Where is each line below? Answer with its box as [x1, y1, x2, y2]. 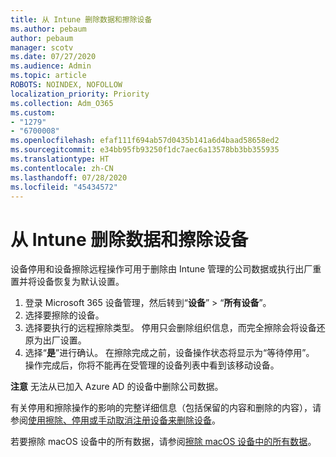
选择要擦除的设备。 [24, 309, 105, 321]
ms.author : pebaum [10, 24, 87, 34]
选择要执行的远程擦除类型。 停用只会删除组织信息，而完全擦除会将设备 [24, 322, 317, 334]
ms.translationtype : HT [10, 154, 110, 164]
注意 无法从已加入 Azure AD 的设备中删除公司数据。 [10, 381, 224, 393]
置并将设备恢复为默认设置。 [10, 276, 125, 288]
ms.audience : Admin [10, 61, 92, 71]
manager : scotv [10, 42, 74, 53]
